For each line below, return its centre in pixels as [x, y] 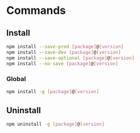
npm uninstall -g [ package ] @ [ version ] [55, 125]
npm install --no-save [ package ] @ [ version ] [62, 63]
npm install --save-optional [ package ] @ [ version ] [71, 58]
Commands [36, 11]
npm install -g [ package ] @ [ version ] [53, 91]
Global [16, 79]
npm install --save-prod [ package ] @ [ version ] [65, 47]
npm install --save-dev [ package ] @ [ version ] [64, 52]
